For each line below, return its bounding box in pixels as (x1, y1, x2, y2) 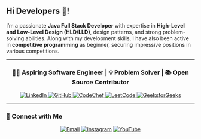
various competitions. (6, 47, 60, 55)
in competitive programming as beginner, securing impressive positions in (6, 41, 191, 48)
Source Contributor (71, 78, 130, 86)
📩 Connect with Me (6, 112, 63, 120)
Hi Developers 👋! (6, 6, 70, 16)
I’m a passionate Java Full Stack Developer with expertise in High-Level (6, 22, 185, 29)
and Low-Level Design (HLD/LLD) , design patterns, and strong (6, 28, 162, 35)
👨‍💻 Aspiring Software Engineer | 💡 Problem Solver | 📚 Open (11, 68, 190, 77)
